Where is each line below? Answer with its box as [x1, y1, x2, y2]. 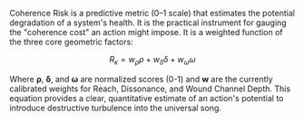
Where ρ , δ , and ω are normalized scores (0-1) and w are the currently [9, 73, 274, 84]
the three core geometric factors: [9, 36, 133, 47]
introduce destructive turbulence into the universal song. [9, 102, 222, 113]
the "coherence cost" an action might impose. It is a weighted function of [9, 27, 283, 37]
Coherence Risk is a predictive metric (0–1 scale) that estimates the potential [9, 8, 295, 18]
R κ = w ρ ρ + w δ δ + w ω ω [108, 54, 197, 67]
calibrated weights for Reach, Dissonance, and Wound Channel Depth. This [9, 83, 291, 94]
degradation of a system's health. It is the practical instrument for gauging [9, 17, 288, 28]
